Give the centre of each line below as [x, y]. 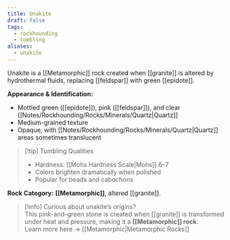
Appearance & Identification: [50, 94]
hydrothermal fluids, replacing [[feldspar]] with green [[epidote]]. [101, 80]
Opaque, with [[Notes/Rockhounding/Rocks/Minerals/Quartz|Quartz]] [118, 130]
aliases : [20, 46]
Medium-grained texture [53, 122]
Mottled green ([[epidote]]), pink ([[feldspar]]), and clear [99, 107]
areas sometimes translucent [59, 137]
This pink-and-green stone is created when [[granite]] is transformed [124, 214]
